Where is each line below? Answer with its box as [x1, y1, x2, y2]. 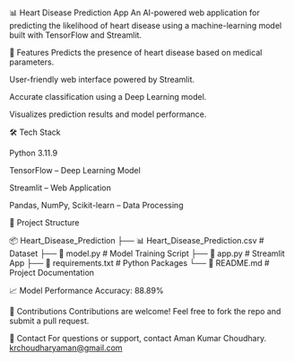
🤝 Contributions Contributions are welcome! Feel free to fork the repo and [9, 306, 281, 316]
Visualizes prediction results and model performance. [9, 109, 207, 119]
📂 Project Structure [9, 217, 80, 227]
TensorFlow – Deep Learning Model [9, 165, 141, 175]
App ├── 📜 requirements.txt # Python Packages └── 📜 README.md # [9, 258, 271, 268]
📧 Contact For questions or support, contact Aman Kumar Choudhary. [9, 333, 267, 343]
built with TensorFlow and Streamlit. [9, 30, 142, 40]
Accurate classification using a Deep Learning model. [9, 92, 207, 102]
